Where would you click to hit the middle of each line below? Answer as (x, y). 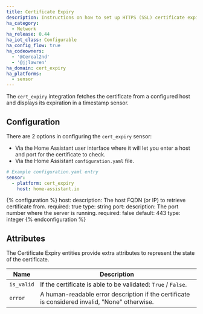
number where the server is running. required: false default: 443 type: (93, 213)
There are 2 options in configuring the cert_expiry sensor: (79, 136)
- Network (24, 29)
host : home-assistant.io (48, 189)
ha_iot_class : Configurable (42, 40)
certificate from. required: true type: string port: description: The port (92, 207)
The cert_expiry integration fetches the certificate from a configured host (98, 97)
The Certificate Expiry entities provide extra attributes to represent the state (101, 253)
